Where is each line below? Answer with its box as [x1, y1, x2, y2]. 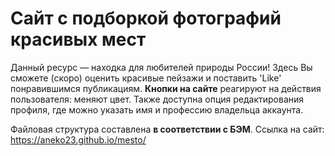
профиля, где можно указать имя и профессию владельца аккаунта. [10, 103, 304, 116]
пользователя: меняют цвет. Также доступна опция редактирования [10, 93, 305, 105]
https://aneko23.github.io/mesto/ [10, 133, 147, 146]
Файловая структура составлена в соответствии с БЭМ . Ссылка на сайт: [10, 123, 325, 135]
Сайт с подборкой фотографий [10, 7, 282, 30]
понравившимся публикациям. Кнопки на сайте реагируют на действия [10, 82, 322, 94]
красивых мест [10, 28, 147, 51]
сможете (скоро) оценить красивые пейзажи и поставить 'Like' [10, 72, 282, 84]
